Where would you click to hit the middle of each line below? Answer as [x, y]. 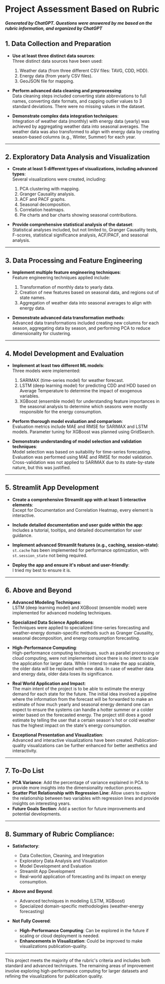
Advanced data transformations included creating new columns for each [85, 323]
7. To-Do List [25, 771]
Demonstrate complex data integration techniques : [65, 116]
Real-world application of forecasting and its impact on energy [83, 876]
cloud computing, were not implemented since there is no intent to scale [85, 658]
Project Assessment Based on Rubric [82, 9]
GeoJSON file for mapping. [47, 81]
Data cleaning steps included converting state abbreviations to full [79, 96]
